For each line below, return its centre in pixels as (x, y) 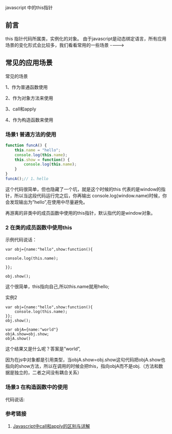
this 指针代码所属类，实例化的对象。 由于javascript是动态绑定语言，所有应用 (86, 39)
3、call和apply (21, 109)
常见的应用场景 (29, 63)
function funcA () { (26, 145)
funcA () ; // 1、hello (27, 179)
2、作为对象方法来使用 (29, 98)
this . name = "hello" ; (37, 150)
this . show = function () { (42, 160)
